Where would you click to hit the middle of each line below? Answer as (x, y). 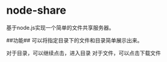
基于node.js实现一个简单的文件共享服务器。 (60, 27)
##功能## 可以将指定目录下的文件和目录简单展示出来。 (74, 40)
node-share (36, 10)
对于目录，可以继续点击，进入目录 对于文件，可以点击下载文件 (83, 53)
